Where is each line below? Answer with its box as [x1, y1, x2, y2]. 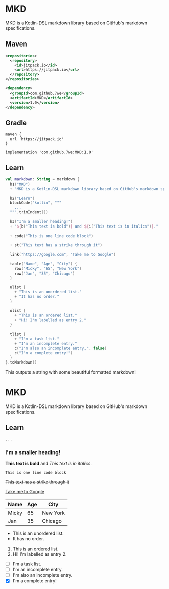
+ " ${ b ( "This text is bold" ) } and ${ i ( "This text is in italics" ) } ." [10, 223, 159, 229]
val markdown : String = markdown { [5, 177, 80, 182]
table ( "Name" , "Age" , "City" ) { [10, 261, 78, 266]
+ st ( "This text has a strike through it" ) [10, 243, 102, 248]
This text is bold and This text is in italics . [5, 461, 92, 467]
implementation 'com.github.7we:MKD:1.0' [5, 150, 94, 155]
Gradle [5, 118, 27, 127]
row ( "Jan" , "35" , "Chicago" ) [14, 271, 75, 276]
